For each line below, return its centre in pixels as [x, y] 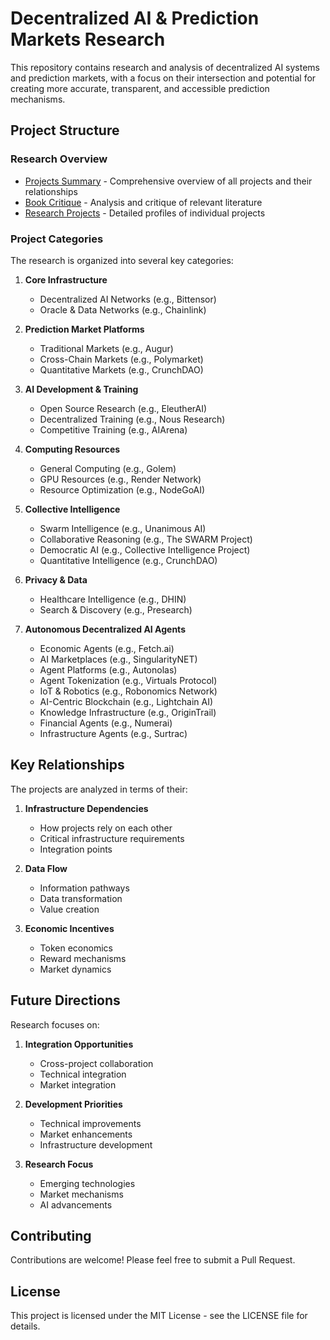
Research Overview [59, 159]
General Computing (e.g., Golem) [108, 468]
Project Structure [65, 130]
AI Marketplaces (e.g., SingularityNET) [118, 659]
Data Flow [46, 868]
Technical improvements [90, 1123]
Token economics [76, 948]
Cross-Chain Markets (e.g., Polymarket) [121, 359]
